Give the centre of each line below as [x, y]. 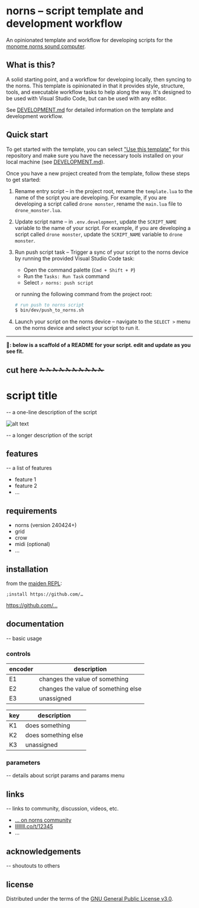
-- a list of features [29, 468]
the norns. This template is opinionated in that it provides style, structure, [95, 86]
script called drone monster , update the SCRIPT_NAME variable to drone [99, 234]
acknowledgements [44, 851]
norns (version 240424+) [46, 525]
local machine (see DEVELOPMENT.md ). [55, 162]
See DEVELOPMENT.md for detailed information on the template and [90, 110]
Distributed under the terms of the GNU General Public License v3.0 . [90, 898]
